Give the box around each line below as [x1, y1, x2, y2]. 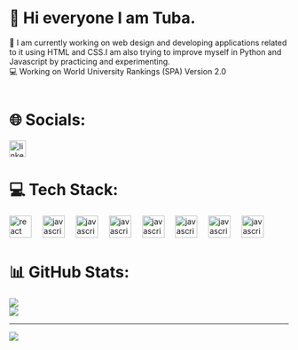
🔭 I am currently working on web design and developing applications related [9, 37, 287, 48]
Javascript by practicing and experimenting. [9, 56, 170, 66]
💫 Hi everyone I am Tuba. [9, 8, 196, 28]
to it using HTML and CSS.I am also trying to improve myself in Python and [9, 46, 282, 57]
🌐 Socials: [9, 110, 86, 130]
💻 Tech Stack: [9, 180, 119, 200]
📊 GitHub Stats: [9, 262, 130, 282]
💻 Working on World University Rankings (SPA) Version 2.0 [9, 66, 227, 76]
